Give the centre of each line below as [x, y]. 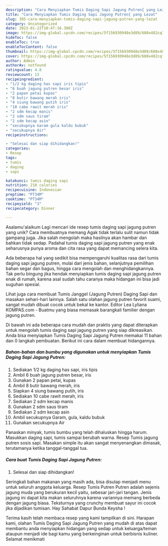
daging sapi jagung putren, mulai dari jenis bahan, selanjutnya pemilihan [80, 263]
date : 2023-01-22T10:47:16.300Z [39, 28]
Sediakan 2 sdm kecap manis [43, 402]
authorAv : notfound [26, 65]
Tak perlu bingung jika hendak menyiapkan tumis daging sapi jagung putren [84, 273]
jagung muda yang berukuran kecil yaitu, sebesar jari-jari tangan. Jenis [79, 492]
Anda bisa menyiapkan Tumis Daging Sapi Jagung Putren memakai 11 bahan [84, 335]
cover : [12, 56]
